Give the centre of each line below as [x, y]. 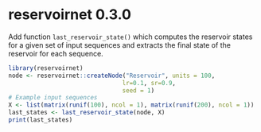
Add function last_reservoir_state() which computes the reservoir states [130, 37]
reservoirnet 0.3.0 [70, 15]
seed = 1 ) [138, 90]
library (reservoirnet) [46, 68]
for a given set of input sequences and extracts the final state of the [119, 45]
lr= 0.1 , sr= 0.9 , [149, 83]
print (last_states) [41, 120]
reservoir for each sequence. [56, 53]
